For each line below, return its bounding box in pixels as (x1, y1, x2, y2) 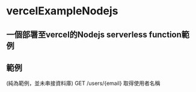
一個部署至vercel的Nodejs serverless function (6, 29, 182, 39)
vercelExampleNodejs (6, 4, 118, 18)
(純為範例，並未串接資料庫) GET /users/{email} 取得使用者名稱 (6, 79, 161, 87)
